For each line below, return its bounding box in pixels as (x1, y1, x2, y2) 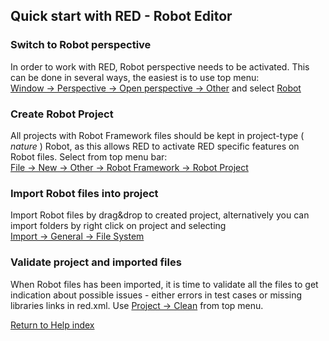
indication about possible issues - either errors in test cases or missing (10, 289, 303, 301)
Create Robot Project (10, 107, 114, 121)
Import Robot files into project (10, 186, 159, 200)
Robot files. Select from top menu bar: (10, 150, 168, 163)
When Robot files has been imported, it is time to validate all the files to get (10, 278, 319, 290)
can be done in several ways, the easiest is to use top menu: (10, 71, 260, 83)
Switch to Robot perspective (10, 38, 152, 52)
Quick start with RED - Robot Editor (10, 8, 233, 25)
